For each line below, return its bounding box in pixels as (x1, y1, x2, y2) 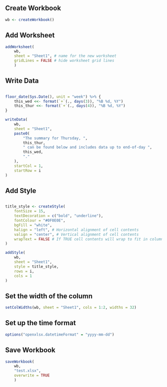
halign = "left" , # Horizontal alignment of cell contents (14, 227, 139, 232)
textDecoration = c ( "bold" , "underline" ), (14, 213, 103, 218)
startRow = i (14, 168, 41, 173)
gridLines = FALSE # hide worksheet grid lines (14, 58, 114, 63)
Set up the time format (5, 319, 76, 327)
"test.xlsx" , (14, 369, 41, 374)
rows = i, (14, 269, 35, 274)
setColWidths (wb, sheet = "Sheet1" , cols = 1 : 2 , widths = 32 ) (5, 305, 137, 310)
